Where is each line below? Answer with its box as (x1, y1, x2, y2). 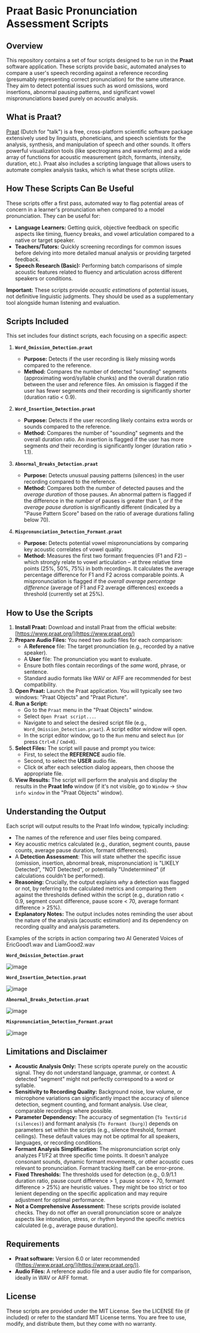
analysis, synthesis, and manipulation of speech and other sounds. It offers (6, 141, 191, 148)
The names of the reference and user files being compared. (14, 834, 162, 841)
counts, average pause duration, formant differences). (14, 847, 148, 854)
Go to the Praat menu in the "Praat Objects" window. (23, 707, 153, 714)
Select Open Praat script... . (23, 713, 97, 720)
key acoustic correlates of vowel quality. (23, 546, 124, 553)
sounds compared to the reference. (23, 423, 112, 431)
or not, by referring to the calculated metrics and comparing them (14, 885, 177, 892)
